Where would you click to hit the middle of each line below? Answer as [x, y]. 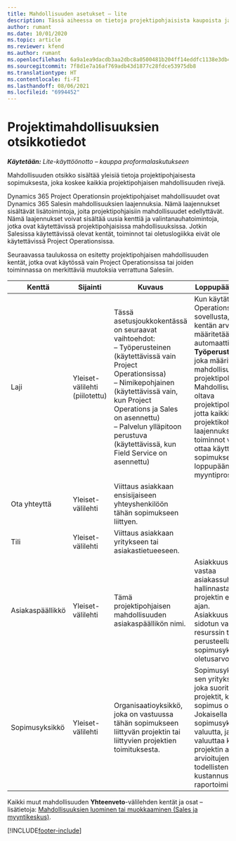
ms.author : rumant [34, 53]
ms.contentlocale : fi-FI [44, 79]
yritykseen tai [136, 542]
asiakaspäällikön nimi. [150, 624]
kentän [205, 326]
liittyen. [126, 521]
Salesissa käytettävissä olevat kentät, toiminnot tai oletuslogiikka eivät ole [114, 234]
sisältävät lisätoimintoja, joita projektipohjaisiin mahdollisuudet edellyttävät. [116, 211]
